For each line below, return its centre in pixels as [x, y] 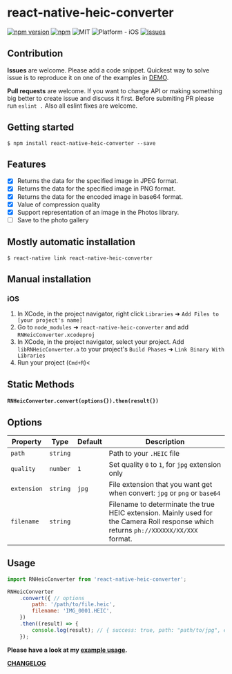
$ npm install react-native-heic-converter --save [81, 143]
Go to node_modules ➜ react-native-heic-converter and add [103, 327]
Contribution [35, 54]
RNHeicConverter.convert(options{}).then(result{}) [83, 401]
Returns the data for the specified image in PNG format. [96, 189]
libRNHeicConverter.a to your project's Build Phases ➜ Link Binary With [120, 349]
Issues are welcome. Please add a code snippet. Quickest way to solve [108, 70]
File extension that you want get [161, 485]
